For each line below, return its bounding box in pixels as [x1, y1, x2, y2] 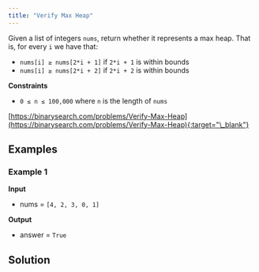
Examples [8, 143, 58, 157]
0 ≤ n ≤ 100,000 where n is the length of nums [19, 96, 168, 105]
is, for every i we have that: [8, 41, 99, 51]
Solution [8, 253, 51, 266]
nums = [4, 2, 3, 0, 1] [19, 199, 100, 210]
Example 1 [8, 166, 48, 177]
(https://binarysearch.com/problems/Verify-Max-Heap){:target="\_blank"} [8, 119, 250, 129]
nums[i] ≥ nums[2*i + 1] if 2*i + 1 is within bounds [19, 57, 190, 66]
